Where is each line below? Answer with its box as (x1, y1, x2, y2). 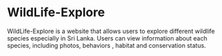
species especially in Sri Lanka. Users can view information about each (7, 34, 208, 42)
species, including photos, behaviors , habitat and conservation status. (7, 41, 206, 49)
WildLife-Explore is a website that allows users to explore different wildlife (7, 27, 215, 35)
